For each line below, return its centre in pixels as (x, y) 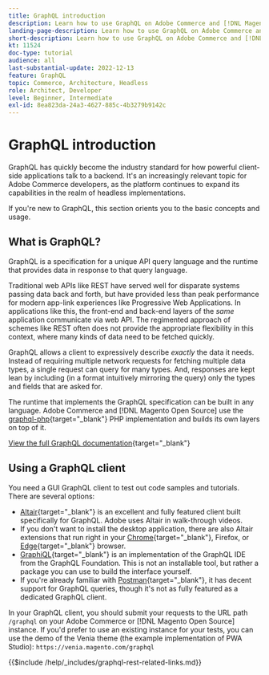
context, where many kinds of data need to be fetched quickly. (111, 336)
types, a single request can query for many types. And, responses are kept (132, 369)
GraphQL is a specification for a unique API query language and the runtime (133, 261)
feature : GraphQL (37, 75)
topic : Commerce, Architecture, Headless (78, 83)
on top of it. (27, 427)
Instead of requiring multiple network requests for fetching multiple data (127, 360)
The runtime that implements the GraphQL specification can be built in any (131, 401)
